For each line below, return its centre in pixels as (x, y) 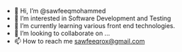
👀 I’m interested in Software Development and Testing (92, 18)
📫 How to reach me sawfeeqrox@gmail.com (79, 41)
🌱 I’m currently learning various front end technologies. (95, 26)
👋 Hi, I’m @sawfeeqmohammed (60, 11)
